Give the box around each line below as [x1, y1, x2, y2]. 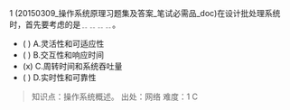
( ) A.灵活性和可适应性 [22, 39, 105, 49]
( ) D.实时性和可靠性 [22, 72, 97, 83]
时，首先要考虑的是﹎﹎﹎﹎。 [9, 19, 120, 30]
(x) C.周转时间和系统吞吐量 [22, 61, 123, 71]
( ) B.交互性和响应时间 [22, 50, 105, 60]
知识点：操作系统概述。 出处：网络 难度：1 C [31, 91, 199, 102]
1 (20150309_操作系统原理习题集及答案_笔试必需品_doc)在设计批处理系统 [9, 8, 281, 18]
